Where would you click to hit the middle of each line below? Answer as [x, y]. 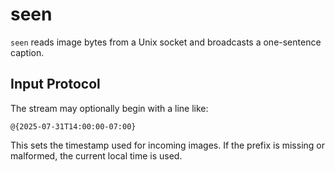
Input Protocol [55, 84]
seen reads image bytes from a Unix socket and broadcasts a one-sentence [166, 42]
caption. [27, 52]
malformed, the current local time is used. [96, 155]
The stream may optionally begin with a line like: [109, 108]
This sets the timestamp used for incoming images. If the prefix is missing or [167, 145]
